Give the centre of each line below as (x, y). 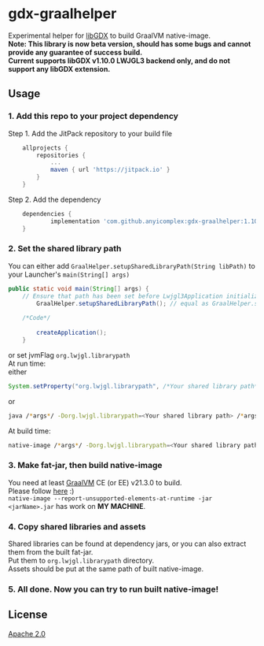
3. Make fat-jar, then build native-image (85, 466)
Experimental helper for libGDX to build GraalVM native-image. (109, 35)
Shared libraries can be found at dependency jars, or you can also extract (127, 544)
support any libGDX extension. (59, 69)
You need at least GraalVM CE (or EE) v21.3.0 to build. (95, 482)
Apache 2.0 (27, 633)
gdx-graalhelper (62, 14)
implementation (75, 221)
